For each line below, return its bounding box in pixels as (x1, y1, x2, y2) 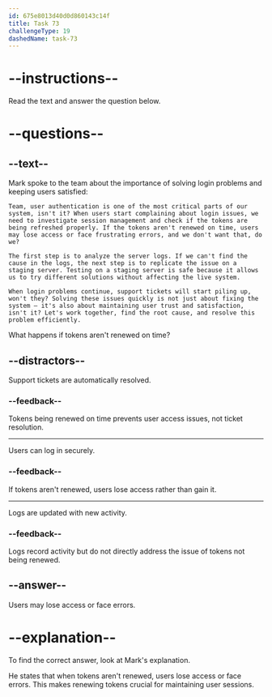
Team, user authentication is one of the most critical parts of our (8, 203, 249, 211)
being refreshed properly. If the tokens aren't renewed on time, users (8, 224, 259, 232)
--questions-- (8, 125, 104, 143)
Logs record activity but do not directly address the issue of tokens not (8, 546, 245, 556)
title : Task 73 (8, 19, 60, 28)
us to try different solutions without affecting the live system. (8, 273, 241, 282)
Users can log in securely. (8, 446, 96, 455)
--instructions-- (8, 70, 119, 88)
